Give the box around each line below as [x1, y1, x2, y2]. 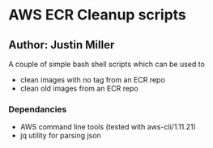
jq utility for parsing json [19, 131, 101, 141]
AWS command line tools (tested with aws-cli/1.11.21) [19, 122, 197, 132]
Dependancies [8, 104, 67, 115]
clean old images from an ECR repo [19, 83, 139, 93]
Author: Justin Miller [8, 38, 115, 52]
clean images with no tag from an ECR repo [19, 75, 166, 84]
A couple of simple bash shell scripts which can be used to [8, 59, 205, 69]
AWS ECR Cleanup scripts [8, 6, 186, 24]
